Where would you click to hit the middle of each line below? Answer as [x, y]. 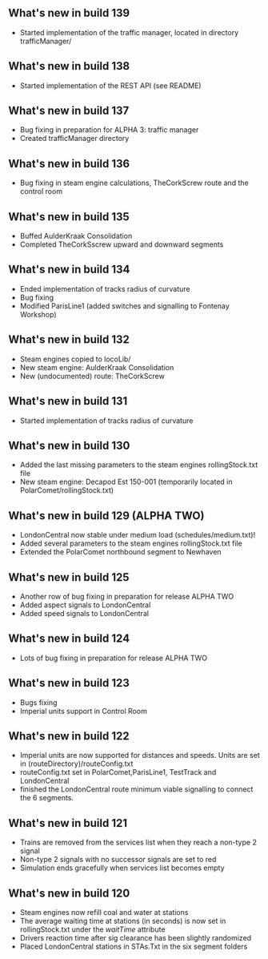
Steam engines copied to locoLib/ [75, 359]
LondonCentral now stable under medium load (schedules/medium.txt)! [138, 535]
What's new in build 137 [69, 111]
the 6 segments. [47, 798]
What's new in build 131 [68, 401]
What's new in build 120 [69, 893]
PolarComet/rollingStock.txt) [67, 490]
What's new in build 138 [69, 66]
